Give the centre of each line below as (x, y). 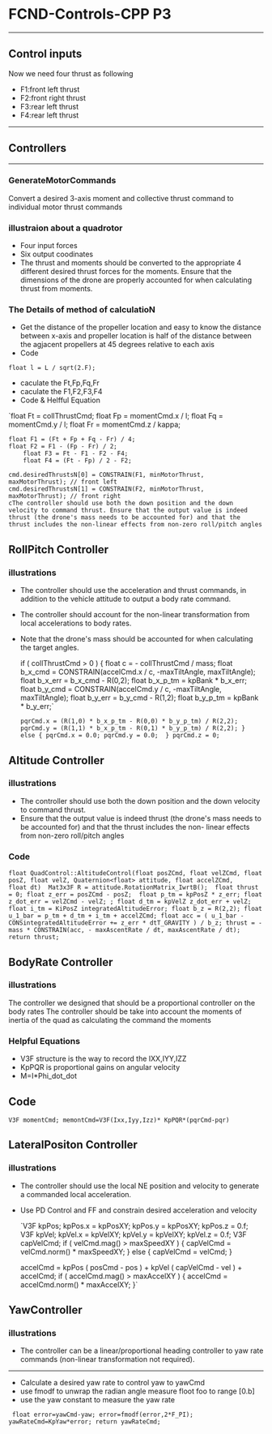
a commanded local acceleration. (76, 1194)
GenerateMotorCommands (62, 181)
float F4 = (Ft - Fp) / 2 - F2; (77, 461)
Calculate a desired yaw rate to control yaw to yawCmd (112, 1383)
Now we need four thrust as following (71, 73)
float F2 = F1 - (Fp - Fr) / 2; (63, 447)
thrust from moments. (56, 289)
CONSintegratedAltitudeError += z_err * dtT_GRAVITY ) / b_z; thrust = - (136, 923)
